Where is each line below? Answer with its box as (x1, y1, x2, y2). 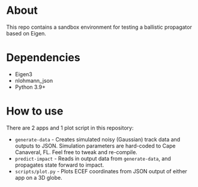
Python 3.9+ (14, 83, 46, 91)
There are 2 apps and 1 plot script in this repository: (6, 124, 134, 131)
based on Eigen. (6, 29, 47, 37)
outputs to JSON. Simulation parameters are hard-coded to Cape (14, 142, 176, 149)
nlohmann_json (14, 77, 53, 84)
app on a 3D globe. (14, 174, 62, 181)
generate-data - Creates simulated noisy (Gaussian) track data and (14, 135, 181, 143)
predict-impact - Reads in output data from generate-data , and (14, 155, 171, 162)
